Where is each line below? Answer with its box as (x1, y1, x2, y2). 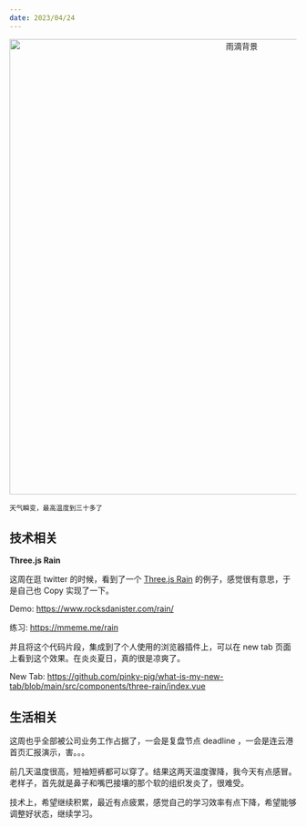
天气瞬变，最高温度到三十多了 (9, 503, 103, 513)
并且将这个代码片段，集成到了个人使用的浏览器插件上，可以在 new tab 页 (9, 641, 284, 652)
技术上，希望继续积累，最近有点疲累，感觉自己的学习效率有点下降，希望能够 (9, 797, 297, 808)
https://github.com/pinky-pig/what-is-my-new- (46, 671, 224, 682)
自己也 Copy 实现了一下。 (16, 585, 114, 597)
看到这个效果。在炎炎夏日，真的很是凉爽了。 (16, 653, 185, 664)
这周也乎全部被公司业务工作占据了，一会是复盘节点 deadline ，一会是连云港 (9, 735, 294, 747)
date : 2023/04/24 (9, 13, 76, 23)
